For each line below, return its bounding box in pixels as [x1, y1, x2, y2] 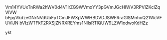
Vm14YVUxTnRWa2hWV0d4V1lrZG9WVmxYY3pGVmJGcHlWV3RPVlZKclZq [5, 4, 161, 10]
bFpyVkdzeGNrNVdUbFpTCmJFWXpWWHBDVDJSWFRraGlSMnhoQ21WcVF [5, 15, 163, 20]
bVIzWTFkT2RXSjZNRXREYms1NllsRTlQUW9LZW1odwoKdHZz [19, 20, 148, 26]
